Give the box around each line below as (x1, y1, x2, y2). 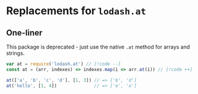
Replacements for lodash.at (6, 4, 147, 18)
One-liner (6, 28, 43, 38)
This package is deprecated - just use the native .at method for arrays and (6, 43, 190, 50)
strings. (6, 50, 25, 57)
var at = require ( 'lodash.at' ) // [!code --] (6, 61, 121, 67)
